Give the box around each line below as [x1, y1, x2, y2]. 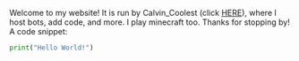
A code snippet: [9, 27, 68, 36]
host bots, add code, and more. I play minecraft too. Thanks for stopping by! [9, 17, 291, 27]
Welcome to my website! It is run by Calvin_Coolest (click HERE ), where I [9, 8, 278, 18]
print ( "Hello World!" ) [9, 43, 94, 52]
